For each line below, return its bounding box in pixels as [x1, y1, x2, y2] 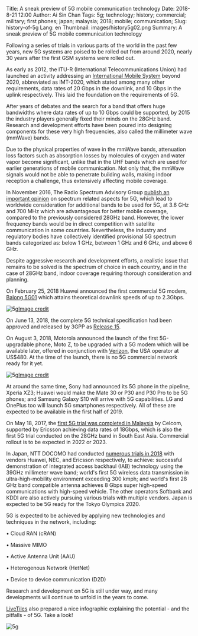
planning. [6, 276, 29, 283]
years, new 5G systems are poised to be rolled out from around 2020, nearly [6, 48, 193, 55]
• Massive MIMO [6, 542, 47, 548]
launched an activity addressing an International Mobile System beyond [6, 72, 180, 79]
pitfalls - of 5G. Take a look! [6, 612, 73, 618]
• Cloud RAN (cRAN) [6, 530, 57, 537]
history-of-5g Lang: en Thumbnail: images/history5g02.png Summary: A [6, 24, 183, 31]
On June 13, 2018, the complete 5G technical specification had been [6, 317, 173, 324]
